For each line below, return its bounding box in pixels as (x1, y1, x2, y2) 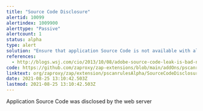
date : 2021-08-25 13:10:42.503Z (6, 76, 88, 82)
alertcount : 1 (6, 31, 42, 37)
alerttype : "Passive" (6, 25, 61, 32)
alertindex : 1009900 (6, 20, 59, 26)
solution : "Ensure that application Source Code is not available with (6, 48, 190, 54)
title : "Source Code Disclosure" (6, 8, 91, 15)
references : (6, 53, 36, 59)
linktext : (6, 70, 31, 76)
